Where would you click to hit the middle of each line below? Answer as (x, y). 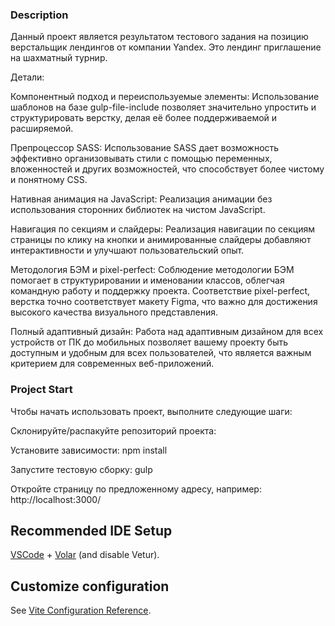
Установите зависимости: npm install (89, 450)
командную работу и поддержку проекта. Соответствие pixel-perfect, (160, 291)
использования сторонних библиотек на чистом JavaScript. (138, 210)
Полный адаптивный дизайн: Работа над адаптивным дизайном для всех (167, 332)
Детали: (27, 77)
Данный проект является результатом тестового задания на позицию (159, 37)
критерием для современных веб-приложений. (112, 364)
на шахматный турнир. (59, 58)
